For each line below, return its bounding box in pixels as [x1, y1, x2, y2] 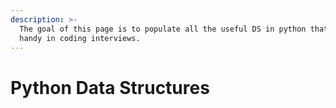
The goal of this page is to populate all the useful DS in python [19, 24, 307, 34]
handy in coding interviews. [19, 33, 141, 43]
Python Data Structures [10, 76, 210, 99]
